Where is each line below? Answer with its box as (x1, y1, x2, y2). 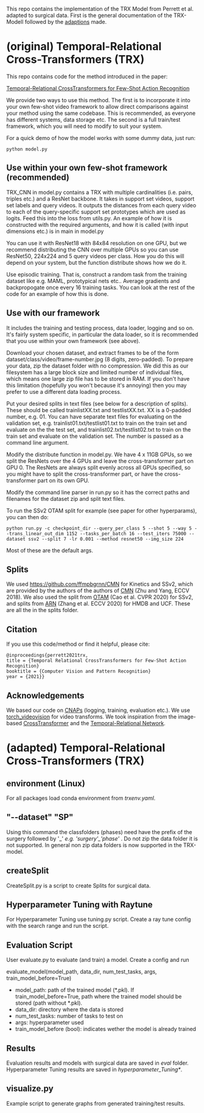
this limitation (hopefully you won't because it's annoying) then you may (6, 382, 187, 389)
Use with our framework (6, 308, 100, 319)
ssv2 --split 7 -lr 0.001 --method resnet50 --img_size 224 (28, 536, 184, 542)
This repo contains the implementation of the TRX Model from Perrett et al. (6, 6, 194, 12)
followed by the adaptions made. (24, 18, 107, 25)
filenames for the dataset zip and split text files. (6, 495, 126, 502)
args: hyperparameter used (15, 1019, 84, 1026)
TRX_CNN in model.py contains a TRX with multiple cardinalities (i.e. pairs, (6, 188, 193, 196)
